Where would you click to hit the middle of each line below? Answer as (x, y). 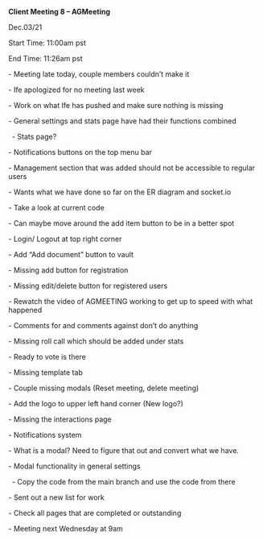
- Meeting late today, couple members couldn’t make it (99, 74)
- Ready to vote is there (47, 357)
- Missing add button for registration (68, 270)
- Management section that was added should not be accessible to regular (132, 168)
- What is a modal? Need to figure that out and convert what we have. (124, 450)
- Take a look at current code (56, 208)
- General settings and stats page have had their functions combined (122, 121)
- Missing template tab (45, 372)
